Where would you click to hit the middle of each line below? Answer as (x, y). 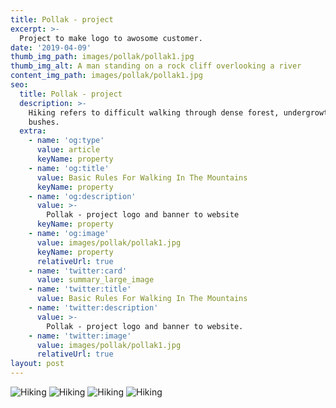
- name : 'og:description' (82, 196)
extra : (33, 131)
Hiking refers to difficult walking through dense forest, (154, 112)
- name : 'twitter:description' (93, 308)
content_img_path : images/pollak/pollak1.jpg (106, 76)
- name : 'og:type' (66, 141)
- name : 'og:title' (69, 168)
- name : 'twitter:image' (80, 336)
